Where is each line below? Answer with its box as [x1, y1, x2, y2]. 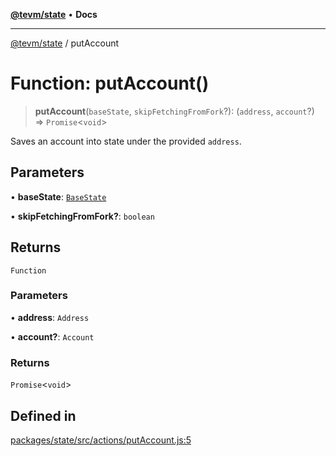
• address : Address [10, 311, 90, 323]
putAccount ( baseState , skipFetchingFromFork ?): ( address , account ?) [34, 105, 315, 117]
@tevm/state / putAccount [10, 37, 120, 49]
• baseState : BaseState [10, 190, 107, 203]
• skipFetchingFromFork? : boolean [10, 210, 155, 222]
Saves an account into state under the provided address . [10, 135, 242, 147]
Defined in [10, 407, 77, 424]
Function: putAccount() [10, 72, 210, 95]
